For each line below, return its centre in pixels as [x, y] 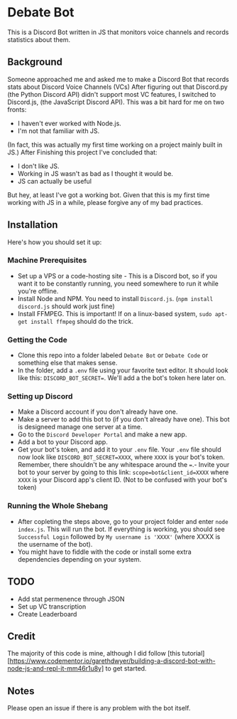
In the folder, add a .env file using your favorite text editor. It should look [123, 370]
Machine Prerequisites [47, 261]
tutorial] [193, 654]
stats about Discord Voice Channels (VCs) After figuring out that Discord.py [118, 87]
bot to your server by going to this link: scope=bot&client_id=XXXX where [123, 472]
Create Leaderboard [47, 614]
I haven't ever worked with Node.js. [70, 123]
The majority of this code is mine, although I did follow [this [94, 654]
